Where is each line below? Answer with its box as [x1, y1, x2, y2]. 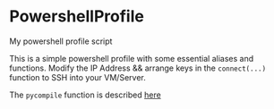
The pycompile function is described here [9, 89, 161, 100]
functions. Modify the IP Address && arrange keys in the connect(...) [9, 63, 267, 73]
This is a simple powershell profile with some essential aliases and [9, 53, 254, 63]
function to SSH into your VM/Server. [9, 71, 146, 82]
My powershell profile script [9, 36, 113, 46]
